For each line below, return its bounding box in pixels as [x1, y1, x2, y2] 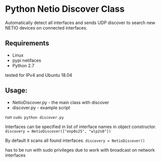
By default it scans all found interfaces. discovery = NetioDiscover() [5, 137, 145, 143]
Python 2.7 [12, 62, 34, 68]
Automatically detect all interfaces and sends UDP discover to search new [5, 20, 156, 26]
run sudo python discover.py [5, 114, 64, 120]
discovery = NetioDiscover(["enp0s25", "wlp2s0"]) [5, 129, 111, 134]
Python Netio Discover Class [5, 3, 125, 15]
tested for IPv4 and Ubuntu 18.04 [5, 72, 72, 78]
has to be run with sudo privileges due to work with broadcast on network [5, 147, 155, 153]
